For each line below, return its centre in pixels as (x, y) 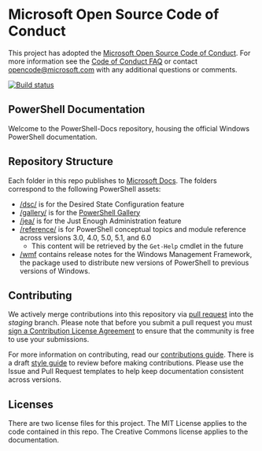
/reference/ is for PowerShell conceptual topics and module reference (133, 229)
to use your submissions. (49, 339)
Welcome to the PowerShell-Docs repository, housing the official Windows (129, 128)
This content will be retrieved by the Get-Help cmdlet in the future (137, 246)
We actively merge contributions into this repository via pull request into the (131, 314)
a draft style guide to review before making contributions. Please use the (126, 363)
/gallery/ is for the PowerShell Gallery (80, 212)
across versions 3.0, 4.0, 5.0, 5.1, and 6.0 (85, 237)
